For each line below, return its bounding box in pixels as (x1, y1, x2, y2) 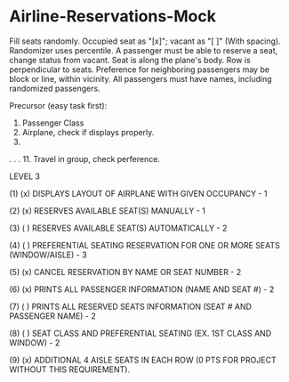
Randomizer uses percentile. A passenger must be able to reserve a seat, (9, 45, 278, 55)
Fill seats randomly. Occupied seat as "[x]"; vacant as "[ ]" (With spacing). (9, 36, 282, 46)
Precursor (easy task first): (9, 100, 108, 110)
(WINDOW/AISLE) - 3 (9, 249, 87, 260)
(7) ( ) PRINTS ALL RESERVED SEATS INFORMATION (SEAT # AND (9, 301, 252, 312)
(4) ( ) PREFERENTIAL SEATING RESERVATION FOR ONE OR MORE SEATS (9, 240, 280, 250)
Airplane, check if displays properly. (21, 126, 155, 137)
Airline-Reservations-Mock (9, 6, 216, 27)
